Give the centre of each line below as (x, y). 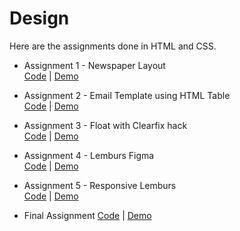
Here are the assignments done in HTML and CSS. (113, 46)
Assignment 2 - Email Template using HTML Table (127, 95)
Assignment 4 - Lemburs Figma (89, 155)
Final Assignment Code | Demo (87, 215)
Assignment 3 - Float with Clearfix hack (105, 125)
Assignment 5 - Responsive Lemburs (100, 185)
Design (39, 18)
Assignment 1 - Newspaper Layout (94, 65)
